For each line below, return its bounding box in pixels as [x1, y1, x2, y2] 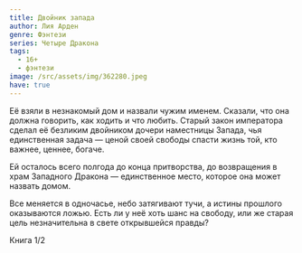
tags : [9, 47, 30, 56]
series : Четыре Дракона [9, 38, 99, 48]
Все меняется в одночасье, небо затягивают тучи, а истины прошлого [9, 198, 283, 209]
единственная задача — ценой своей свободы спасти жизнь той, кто [9, 134, 278, 145]
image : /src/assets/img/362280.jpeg [9, 72, 147, 81]
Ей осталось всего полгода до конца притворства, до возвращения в [9, 161, 278, 172]
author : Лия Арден [9, 22, 79, 31]
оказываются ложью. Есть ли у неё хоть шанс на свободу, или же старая [9, 207, 294, 218]
